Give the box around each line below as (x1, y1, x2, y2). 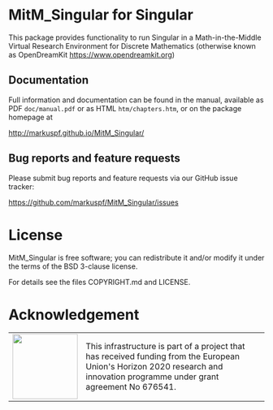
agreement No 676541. (85, 382, 177, 393)
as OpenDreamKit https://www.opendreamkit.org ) (8, 50, 175, 59)
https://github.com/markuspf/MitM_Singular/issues (8, 197, 179, 207)
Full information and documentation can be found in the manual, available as (8, 95, 264, 105)
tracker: (8, 181, 35, 192)
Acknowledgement (8, 305, 140, 324)
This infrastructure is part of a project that (85, 341, 245, 352)
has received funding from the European (85, 351, 240, 362)
